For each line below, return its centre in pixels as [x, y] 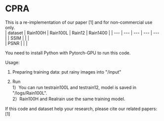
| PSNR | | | [16, 43]
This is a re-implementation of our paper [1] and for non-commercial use [79, 22]
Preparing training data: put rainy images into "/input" [67, 72]
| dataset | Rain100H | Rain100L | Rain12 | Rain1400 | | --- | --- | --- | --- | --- [82, 33]
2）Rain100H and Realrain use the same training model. [69, 99]
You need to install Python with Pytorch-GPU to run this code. [68, 53]
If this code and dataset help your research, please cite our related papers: [81, 109]
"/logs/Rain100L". [30, 93]
